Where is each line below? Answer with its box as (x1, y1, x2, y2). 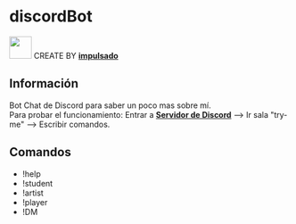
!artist (21, 187, 45, 198)
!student (21, 178, 53, 188)
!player (21, 196, 48, 207)
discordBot (9, 6, 93, 27)
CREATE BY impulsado (33, 50, 119, 61)
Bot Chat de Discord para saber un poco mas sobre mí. (9, 100, 211, 111)
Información (9, 76, 78, 91)
